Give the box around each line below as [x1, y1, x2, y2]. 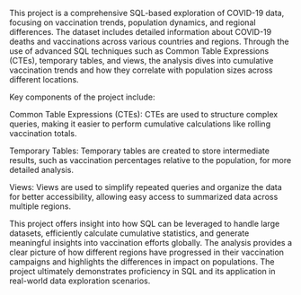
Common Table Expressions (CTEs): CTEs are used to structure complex [9, 109, 279, 119]
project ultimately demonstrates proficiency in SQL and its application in [9, 266, 276, 276]
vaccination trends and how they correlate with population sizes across [9, 65, 273, 75]
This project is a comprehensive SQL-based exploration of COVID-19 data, [9, 8, 285, 18]
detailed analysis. [9, 165, 75, 175]
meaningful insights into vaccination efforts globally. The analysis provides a [9, 238, 292, 247]
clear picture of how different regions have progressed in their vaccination [9, 247, 285, 257]
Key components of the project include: [9, 91, 155, 102]
